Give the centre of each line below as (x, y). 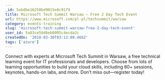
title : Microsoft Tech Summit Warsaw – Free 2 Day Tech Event (71, 14)
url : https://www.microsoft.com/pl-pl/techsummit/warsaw (66, 19)
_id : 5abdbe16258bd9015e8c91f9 (38, 10)
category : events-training (33, 24)
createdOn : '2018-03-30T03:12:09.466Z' (47, 38)
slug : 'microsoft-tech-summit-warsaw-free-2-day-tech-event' (70, 28)
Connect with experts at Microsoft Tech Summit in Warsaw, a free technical (83, 56)
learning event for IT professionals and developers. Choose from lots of (79, 61)
